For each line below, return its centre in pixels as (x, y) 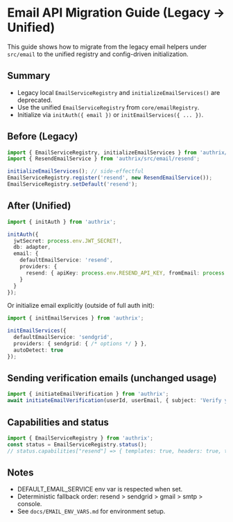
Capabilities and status (58, 422)
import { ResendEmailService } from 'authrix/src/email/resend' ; (103, 159)
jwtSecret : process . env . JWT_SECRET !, (68, 241)
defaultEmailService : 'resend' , (66, 260)
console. (29, 504)
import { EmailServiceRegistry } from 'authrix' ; (80, 438)
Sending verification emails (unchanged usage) (112, 378)
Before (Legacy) (43, 137)
